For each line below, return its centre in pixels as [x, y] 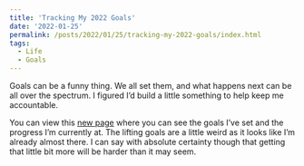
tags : [20, 43]
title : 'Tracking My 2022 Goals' [73, 18]
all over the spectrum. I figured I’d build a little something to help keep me [147, 95]
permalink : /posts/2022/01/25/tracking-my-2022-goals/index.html [135, 34]
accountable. [34, 105]
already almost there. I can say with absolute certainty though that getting [147, 142]
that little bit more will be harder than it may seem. [103, 151]
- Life [30, 52]
